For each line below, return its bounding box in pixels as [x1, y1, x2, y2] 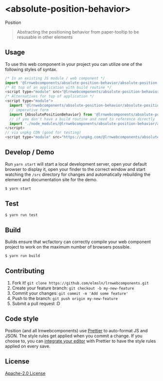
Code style [5, 315, 39, 323]
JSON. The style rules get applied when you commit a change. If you [5, 333, 143, 339]
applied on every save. [5, 343, 50, 349]
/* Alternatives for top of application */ [5, 94, 95, 99]
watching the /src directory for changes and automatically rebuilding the [5, 171, 150, 177]
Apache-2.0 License [5, 370, 46, 376]
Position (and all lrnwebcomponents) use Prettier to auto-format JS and [5, 327, 148, 333]
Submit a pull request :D [12, 301, 61, 306]
